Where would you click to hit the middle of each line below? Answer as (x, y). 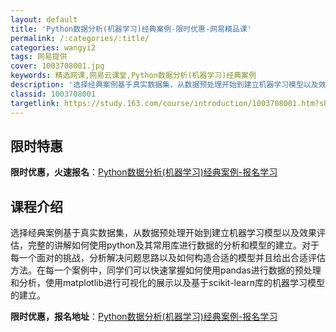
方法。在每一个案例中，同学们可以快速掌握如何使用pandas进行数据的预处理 (166, 270)
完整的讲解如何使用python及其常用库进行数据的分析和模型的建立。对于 (173, 245)
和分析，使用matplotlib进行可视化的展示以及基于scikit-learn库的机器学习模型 (167, 283)
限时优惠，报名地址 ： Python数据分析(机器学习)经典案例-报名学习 (144, 317)
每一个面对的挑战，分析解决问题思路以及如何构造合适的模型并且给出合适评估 (168, 258)
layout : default (44, 19)
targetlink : (35, 103)
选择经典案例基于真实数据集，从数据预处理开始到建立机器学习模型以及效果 (163, 233)
